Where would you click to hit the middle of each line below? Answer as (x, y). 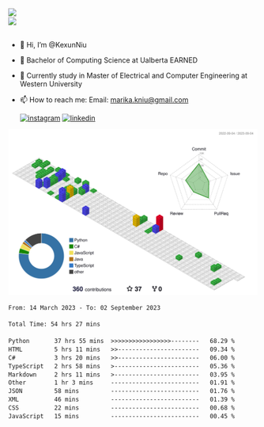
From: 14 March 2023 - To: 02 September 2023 (84, 307)
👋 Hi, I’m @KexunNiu (53, 45)
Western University (51, 84)
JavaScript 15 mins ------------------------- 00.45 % (122, 416)
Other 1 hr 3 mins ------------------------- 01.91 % (122, 383)
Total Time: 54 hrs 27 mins (55, 324)
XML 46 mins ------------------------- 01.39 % (122, 400)
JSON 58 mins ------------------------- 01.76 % (122, 391)
